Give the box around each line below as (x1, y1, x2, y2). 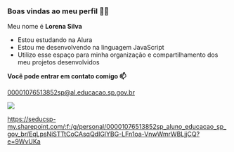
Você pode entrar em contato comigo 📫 (7, 72, 126, 81)
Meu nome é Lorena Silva (7, 22, 82, 31)
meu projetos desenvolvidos (17, 58, 100, 67)
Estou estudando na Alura (17, 36, 93, 44)
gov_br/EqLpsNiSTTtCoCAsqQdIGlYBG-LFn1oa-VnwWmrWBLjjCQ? (7, 130, 200, 139)
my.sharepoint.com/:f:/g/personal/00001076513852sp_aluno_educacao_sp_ (7, 123, 227, 131)
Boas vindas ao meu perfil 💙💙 (7, 6, 109, 16)
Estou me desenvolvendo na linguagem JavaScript (17, 43, 164, 52)
